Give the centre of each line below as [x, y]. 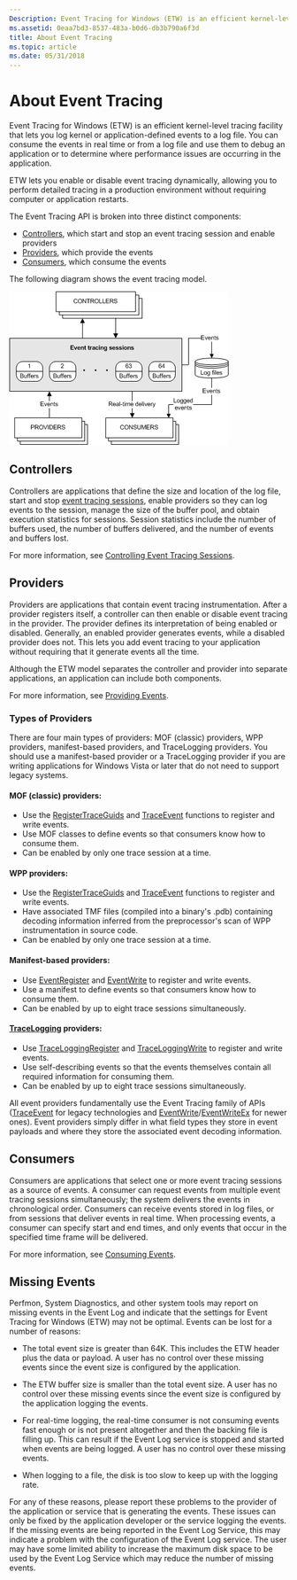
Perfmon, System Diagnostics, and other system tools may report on [134, 1304]
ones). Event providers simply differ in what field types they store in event [144, 1122]
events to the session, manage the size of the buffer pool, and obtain [134, 510]
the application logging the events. [85, 1404]
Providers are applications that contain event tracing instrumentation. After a [148, 604]
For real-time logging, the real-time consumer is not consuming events [151, 1420]
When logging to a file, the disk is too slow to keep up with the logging [150, 1475]
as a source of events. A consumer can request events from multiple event [145, 1190]
